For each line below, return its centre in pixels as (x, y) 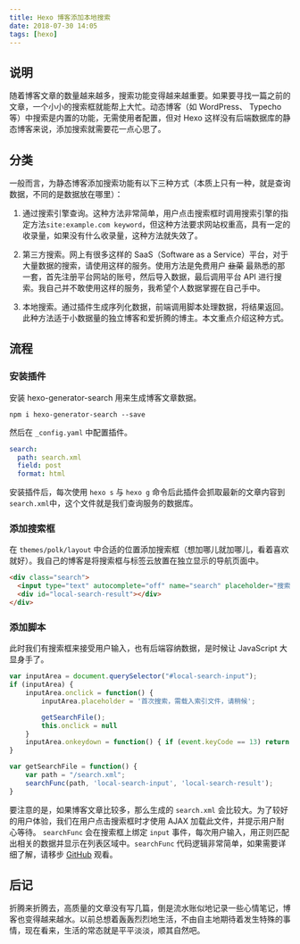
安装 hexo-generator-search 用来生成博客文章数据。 (105, 397)
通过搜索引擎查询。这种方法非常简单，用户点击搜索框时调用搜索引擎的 (151, 213)
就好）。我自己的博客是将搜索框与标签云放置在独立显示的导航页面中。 (136, 561)
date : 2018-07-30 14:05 (54, 26)
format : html (42, 474)
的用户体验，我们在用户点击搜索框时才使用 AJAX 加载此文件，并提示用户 (143, 821)
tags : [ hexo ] (33, 34)
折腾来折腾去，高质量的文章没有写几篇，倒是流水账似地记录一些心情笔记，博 (150, 908)
